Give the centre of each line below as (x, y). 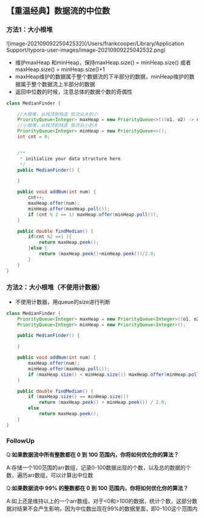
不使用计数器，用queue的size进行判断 (63, 302)
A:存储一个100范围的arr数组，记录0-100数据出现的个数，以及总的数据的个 (99, 468)
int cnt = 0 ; (34, 137)
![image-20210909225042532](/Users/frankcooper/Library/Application (95, 43)
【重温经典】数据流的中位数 (58, 11)
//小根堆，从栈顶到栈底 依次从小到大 (58, 126)
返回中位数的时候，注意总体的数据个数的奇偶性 (73, 92)
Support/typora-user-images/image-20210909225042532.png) (86, 50)
